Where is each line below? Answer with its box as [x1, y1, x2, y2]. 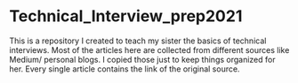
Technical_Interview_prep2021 [9, 6, 243, 26]
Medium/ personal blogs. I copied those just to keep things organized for [9, 54, 276, 64]
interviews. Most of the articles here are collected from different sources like [9, 44, 290, 55]
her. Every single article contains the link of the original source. [9, 64, 240, 74]
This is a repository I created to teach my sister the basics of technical [9, 35, 267, 46]
